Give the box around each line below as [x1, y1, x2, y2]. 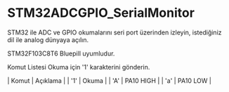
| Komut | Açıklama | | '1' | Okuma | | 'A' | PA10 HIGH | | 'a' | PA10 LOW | [7, 76, 212, 85]
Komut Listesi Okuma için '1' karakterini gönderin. [7, 63, 150, 71]
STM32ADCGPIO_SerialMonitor [7, 5, 195, 21]
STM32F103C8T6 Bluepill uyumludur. [7, 49, 115, 58]
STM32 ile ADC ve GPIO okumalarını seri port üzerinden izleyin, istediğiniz [7, 28, 223, 37]
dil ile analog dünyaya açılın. [7, 35, 89, 44]
